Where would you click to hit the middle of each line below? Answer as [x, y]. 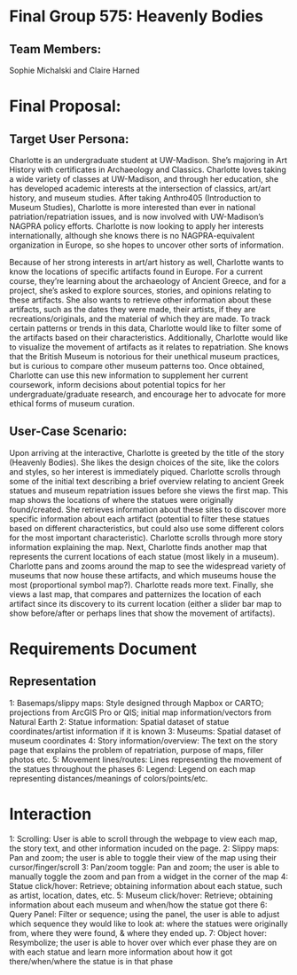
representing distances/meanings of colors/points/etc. [109, 778]
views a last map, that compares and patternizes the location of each [135, 594]
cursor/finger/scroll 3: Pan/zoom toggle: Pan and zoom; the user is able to [144, 867]
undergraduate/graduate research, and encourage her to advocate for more [148, 394]
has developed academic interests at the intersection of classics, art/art [140, 189]
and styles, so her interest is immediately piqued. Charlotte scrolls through [145, 471]
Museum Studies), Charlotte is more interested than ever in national [133, 207]
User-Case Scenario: [68, 432]
